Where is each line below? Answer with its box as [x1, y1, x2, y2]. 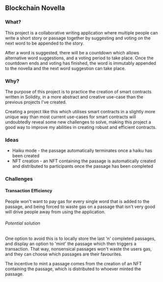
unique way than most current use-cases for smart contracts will [5, 114, 136, 120]
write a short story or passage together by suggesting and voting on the [5, 35, 151, 41]
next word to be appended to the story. [5, 40, 84, 46]
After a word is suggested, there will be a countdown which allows [5, 50, 139, 55]
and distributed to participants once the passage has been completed [12, 163, 154, 169]
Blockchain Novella [5, 4, 65, 12]
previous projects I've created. [5, 99, 67, 105]
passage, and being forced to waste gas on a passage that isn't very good [5, 204, 156, 210]
